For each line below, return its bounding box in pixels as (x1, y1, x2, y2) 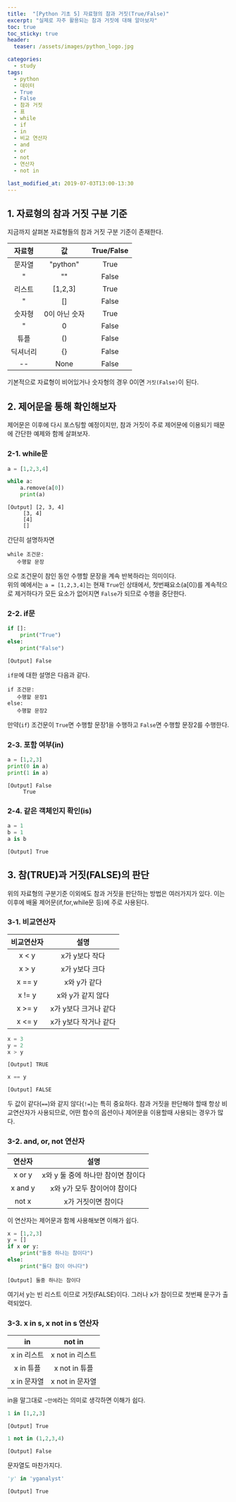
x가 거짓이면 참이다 (63, 1196, 124, 1206)
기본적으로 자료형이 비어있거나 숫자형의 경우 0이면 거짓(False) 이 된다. (7, 378, 199, 386)
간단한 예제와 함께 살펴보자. (14, 429, 90, 438)
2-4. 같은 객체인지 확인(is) (7, 806, 92, 815)
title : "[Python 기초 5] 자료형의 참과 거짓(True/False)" (7, 10, 170, 18)
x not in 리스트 (50, 1350, 97, 1360)
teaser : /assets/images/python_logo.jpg (13, 43, 134, 50)
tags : (7, 68, 23, 76)
